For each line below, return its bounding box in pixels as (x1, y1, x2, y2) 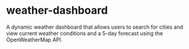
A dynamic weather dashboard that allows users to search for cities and (6, 23, 184, 30)
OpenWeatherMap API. (6, 36, 63, 43)
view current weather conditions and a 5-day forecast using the (6, 29, 163, 36)
